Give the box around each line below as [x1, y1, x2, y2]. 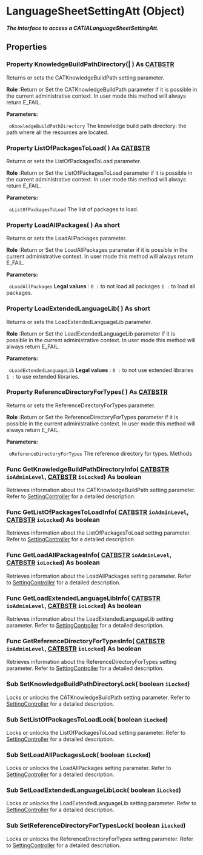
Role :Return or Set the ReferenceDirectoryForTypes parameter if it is [6, 413, 179, 421]
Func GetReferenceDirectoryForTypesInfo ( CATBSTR [6, 637, 165, 645]
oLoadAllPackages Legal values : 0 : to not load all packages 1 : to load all [8, 283, 196, 290]
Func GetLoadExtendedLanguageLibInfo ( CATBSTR [6, 593, 161, 602]
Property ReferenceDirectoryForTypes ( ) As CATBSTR [6, 388, 168, 396]
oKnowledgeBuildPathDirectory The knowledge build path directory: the [8, 122, 187, 129]
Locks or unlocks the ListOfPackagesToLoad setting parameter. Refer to [6, 729, 186, 736]
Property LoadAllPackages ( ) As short [6, 220, 120, 229]
